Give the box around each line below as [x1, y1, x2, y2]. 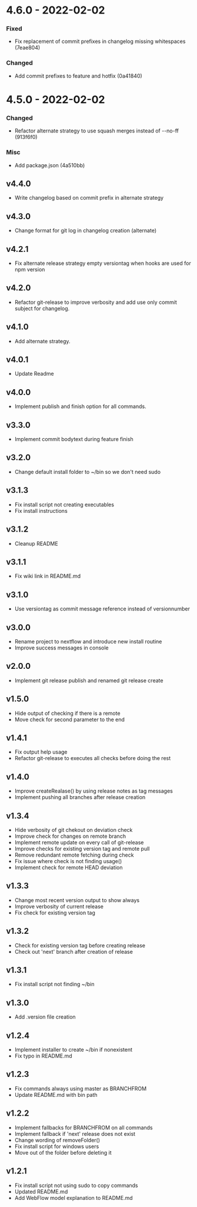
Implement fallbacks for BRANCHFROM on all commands [14, 1124, 153, 1131]
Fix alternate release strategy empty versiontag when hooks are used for [14, 260, 191, 267]
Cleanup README [14, 540, 58, 547]
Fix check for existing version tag [14, 909, 96, 916]
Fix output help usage [14, 748, 68, 755]
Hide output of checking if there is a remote [14, 709, 121, 717]
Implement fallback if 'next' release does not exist [14, 1130, 136, 1137]
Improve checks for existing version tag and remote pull [14, 845, 150, 852]
